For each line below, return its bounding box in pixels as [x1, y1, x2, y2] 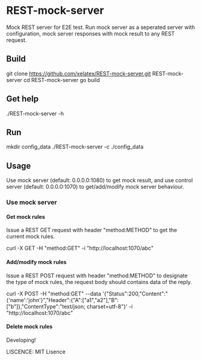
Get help [6, 94, 39, 104]
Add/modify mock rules [6, 258, 67, 265]
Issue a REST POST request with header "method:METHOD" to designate [6, 272, 188, 279]
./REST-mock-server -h [6, 110, 64, 117]
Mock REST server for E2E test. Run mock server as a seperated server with [6, 24, 196, 31]
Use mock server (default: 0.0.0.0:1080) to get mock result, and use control [6, 177, 193, 184]
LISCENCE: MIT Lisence [6, 348, 66, 355]
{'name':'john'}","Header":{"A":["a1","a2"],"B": [6, 296, 119, 303]
